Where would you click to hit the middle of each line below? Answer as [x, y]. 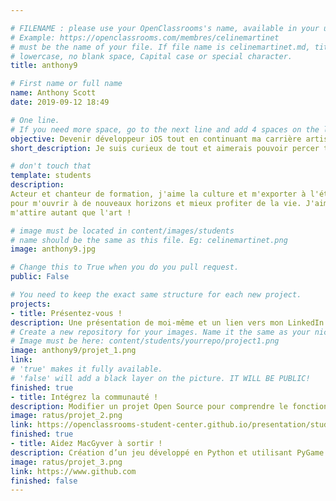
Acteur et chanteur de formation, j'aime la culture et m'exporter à [158, 194]
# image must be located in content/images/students [122, 231]
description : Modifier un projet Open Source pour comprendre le [149, 406]
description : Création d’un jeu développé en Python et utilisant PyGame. [169, 452]
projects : [31, 304]
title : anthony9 [44, 66]
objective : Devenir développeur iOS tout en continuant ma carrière [156, 139]
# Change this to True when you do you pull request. [125, 267]
